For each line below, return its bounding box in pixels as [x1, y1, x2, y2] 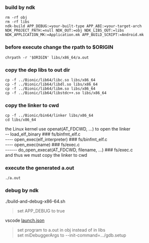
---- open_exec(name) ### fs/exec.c [5, 142, 80, 148]
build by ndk [5, 4, 35, 11]
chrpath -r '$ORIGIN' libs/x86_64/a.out [5, 55, 89, 60]
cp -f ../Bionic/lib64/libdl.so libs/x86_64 [5, 82, 98, 87]
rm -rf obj [5, 15, 28, 20]
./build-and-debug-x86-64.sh [5, 198, 65, 204]
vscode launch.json [5, 217, 45, 223]
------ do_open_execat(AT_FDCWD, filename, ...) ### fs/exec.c [5, 147, 133, 153]
